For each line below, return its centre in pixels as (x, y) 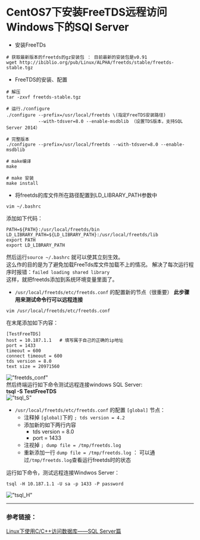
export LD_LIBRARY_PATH (36, 245)
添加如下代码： (24, 218)
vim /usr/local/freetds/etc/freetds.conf (58, 311)
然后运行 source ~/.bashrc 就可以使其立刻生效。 (65, 257)
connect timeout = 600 (34, 356)
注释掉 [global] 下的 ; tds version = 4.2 (74, 417)
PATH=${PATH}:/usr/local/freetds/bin (53, 229)
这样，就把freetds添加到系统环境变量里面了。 (62, 279)
